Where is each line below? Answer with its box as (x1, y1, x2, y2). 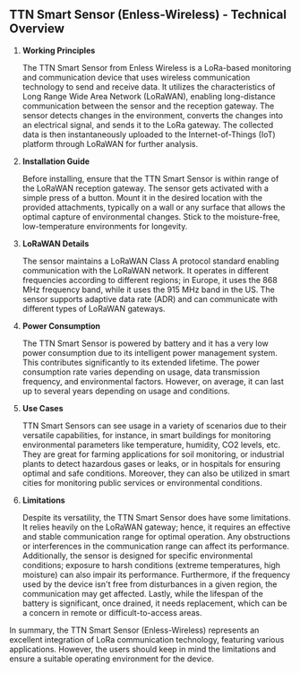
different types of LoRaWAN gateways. (21, 303, 166, 314)
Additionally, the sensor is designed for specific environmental (21, 550, 253, 561)
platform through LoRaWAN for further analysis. (21, 138, 199, 149)
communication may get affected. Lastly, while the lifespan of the (21, 588, 264, 599)
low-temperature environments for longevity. (21, 220, 188, 231)
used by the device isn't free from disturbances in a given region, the (21, 578, 278, 590)
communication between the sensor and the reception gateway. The (21, 100, 275, 111)
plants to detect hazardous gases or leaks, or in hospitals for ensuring (21, 458, 280, 469)
